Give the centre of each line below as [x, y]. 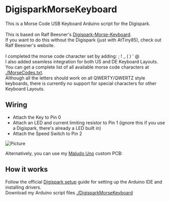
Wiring [16, 105]
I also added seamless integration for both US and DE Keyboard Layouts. [82, 61]
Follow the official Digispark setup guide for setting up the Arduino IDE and [84, 182]
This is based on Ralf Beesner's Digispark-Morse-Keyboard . [68, 34]
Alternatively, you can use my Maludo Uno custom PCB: [64, 153]
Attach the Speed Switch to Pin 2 [47, 133]
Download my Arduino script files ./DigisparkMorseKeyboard [69, 192]
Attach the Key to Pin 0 [37, 117]
